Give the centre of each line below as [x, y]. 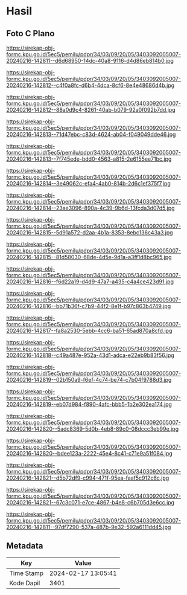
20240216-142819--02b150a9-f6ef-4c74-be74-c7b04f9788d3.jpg [89, 380]
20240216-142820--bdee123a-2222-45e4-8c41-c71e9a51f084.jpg [90, 453]
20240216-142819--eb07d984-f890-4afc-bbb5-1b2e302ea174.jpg [89, 404]
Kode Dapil [25, 583]
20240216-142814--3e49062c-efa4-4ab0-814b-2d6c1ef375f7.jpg [88, 183]
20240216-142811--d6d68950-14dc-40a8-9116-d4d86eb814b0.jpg [90, 61]
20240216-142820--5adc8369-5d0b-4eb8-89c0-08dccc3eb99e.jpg [93, 429]
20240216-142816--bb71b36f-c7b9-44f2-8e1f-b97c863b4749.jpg [88, 306]
